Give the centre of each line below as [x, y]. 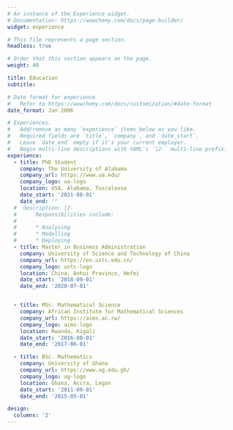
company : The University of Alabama [74, 169]
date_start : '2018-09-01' [58, 280]
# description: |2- [44, 208]
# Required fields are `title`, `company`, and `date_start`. [103, 136]
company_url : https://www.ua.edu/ [70, 175]
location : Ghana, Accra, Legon [66, 383]
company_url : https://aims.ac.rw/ [70, 318]
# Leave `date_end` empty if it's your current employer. [97, 143]
